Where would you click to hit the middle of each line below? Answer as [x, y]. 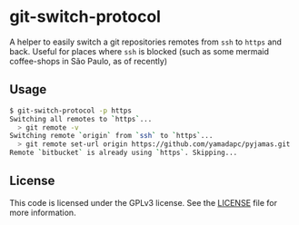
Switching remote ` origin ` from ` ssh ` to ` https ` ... [111, 136]
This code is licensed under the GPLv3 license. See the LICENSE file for [143, 202]
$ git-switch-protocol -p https [70, 111]
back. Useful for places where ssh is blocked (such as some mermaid [140, 51]
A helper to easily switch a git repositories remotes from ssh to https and [145, 42]
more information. [43, 212]
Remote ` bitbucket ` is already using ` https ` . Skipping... [124, 153]
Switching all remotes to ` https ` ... [81, 119]
